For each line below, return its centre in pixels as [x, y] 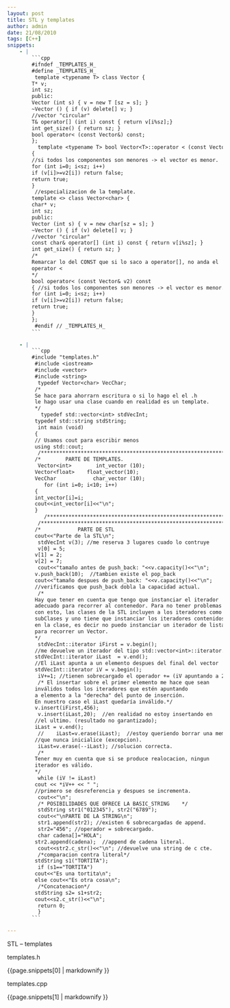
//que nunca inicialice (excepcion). [88, 740]
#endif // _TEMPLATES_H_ [70, 326]
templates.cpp [27, 984]
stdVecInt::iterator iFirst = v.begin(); [97, 644]
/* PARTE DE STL [75, 529]
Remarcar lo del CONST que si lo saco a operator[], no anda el [125, 262]
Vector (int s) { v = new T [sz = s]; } [90, 103]
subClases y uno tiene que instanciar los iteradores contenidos [130, 619]
